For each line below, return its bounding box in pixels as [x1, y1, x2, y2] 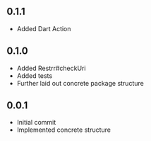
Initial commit [16, 118, 56, 127]
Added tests [16, 71, 53, 80]
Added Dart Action [16, 24, 71, 33]
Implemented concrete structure [16, 125, 111, 134]
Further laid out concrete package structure [16, 79, 144, 87]
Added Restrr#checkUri [16, 64, 86, 72]
